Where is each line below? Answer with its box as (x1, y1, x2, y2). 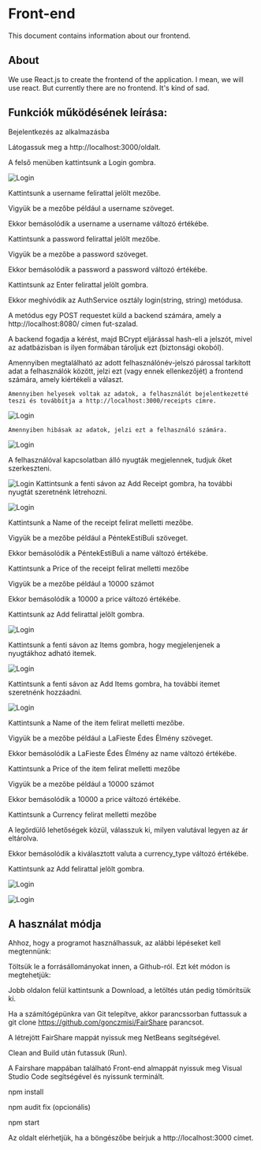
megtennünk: (8, 946, 51, 956)
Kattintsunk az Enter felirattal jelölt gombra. (8, 279, 148, 289)
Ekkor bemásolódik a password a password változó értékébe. (8, 264, 207, 274)
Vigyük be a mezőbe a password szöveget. (8, 249, 148, 259)
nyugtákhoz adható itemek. (8, 648, 97, 657)
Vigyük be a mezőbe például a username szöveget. (8, 203, 175, 213)
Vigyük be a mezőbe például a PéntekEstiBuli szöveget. (8, 533, 188, 542)
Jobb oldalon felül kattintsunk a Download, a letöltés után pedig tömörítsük (8, 986, 252, 995)
